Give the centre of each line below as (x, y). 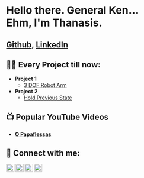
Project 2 (26, 92)
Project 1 (25, 79)
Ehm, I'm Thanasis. (54, 23)
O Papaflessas (33, 134)
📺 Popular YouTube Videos (57, 117)
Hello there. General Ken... (73, 10)
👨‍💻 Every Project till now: (53, 65)
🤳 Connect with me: (43, 153)
